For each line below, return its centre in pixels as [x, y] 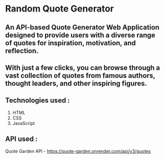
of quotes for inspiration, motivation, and [71, 43]
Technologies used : [38, 101]
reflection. [22, 51]
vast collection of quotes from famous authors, [80, 75]
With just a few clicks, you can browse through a [83, 67]
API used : [21, 139]
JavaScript [24, 123]
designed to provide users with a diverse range [80, 35]
